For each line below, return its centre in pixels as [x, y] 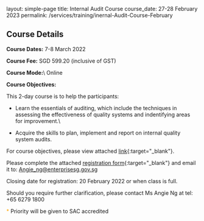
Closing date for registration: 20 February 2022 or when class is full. [92, 181]
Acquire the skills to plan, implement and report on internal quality [98, 133]
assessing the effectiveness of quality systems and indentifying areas [103, 114]
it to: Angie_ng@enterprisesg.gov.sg [52, 169]
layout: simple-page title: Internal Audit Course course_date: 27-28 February [102, 9]
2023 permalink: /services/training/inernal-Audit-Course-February [90, 15]
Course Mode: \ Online [34, 72]
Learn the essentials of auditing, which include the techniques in [96, 108]
